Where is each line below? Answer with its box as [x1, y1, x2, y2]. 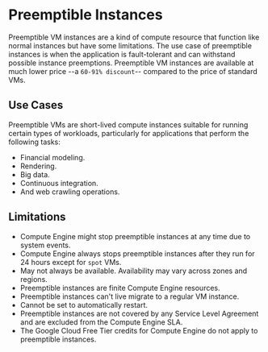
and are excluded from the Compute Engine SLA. [19, 317, 183, 327]
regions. [19, 274, 48, 284]
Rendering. [19, 161, 57, 171]
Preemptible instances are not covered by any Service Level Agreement [19, 309, 259, 318]
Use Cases [8, 98, 64, 112]
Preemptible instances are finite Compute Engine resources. [19, 283, 220, 292]
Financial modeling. [19, 152, 86, 162]
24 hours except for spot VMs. [19, 257, 122, 267]
